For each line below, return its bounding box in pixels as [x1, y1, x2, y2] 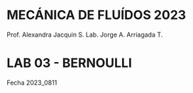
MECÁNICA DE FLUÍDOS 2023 [6, 7, 187, 23]
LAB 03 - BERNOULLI [6, 55, 133, 71]
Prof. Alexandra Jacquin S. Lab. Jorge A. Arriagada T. [6, 30, 163, 39]
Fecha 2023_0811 [6, 78, 57, 87]
